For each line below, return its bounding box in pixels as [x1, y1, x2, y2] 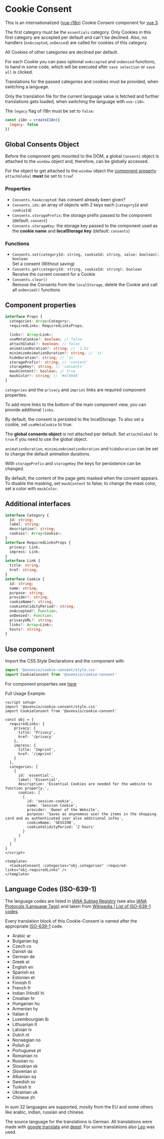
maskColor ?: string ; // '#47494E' [9, 373, 80, 378]
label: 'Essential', [18, 777, 60, 782]
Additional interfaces [5, 500, 71, 508]
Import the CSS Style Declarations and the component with [5, 658, 124, 664]
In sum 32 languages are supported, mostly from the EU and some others [5, 1104, 153, 1110]
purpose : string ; [9, 590, 45, 595]
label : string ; [9, 522, 41, 527]
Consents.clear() [12, 277, 48, 282]
